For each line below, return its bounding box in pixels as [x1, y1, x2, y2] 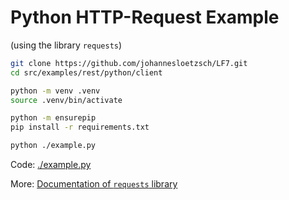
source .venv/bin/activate [10, 95, 123, 105]
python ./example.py [10, 141, 97, 151]
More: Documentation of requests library [10, 178, 178, 190]
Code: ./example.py [10, 159, 92, 171]
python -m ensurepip [10, 113, 97, 123]
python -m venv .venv [10, 86, 101, 96]
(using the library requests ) [10, 39, 123, 51]
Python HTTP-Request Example [10, 6, 280, 29]
